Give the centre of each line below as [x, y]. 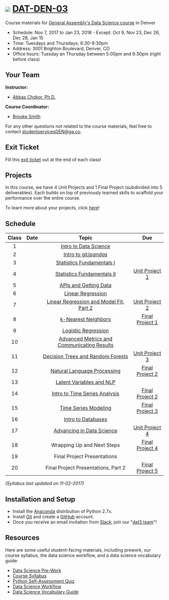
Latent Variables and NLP [86, 382]
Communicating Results [86, 345]
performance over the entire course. [43, 198]
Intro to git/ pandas [86, 255]
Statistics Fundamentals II [86, 274]
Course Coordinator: [27, 107]
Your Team [22, 75]
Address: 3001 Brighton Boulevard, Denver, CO [61, 48]
